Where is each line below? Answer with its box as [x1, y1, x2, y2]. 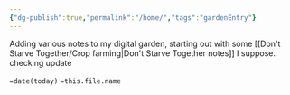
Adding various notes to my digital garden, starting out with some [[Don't [9, 38, 281, 49]
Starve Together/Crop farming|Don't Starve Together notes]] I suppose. [9, 47, 276, 59]
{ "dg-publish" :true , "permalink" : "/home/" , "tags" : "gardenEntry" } [9, 13, 257, 23]
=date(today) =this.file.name [9, 76, 122, 86]
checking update [9, 57, 72, 68]
